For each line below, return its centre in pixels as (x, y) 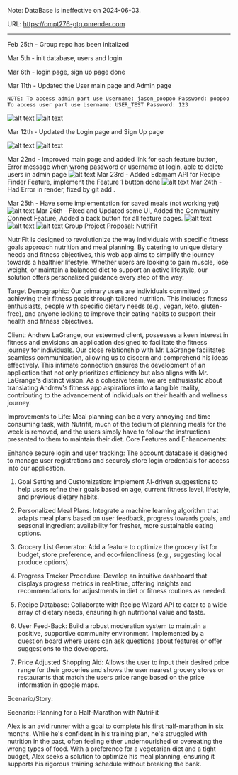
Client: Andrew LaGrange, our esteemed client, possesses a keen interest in (118, 335)
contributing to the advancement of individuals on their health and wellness (118, 395)
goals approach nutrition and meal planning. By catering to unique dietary (115, 247)
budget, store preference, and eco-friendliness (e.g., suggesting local (119, 554)
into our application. (36, 468)
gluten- (211, 306)
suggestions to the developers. (63, 648)
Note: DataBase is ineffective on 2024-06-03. (74, 10)
